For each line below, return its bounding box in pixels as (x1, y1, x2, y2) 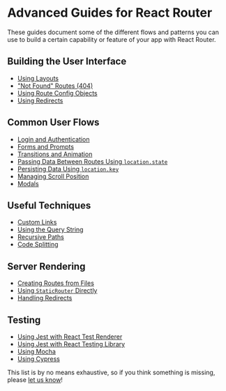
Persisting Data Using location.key (17, 164, 119, 173)
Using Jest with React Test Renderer (17, 332, 123, 341)
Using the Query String (17, 225, 84, 234)
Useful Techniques (7, 199, 91, 211)
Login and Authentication (17, 135, 90, 144)
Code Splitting (17, 240, 59, 249)
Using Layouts (17, 74, 59, 82)
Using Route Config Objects (17, 89, 98, 97)
